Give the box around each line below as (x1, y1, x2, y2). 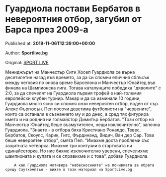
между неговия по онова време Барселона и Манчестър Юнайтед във (5, 80, 156, 86)
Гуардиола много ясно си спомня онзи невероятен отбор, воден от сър (5, 100, 158, 106)
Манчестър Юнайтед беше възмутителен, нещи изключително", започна (5, 122, 161, 128)
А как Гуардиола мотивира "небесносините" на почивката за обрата (14, 163, 155, 168)
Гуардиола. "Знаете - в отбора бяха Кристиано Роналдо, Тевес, (5, 127, 141, 133)
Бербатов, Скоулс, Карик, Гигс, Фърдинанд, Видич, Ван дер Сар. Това (5, 132, 154, 138)
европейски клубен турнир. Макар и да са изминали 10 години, (5, 95, 141, 101)
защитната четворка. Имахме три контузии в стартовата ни (5, 142, 133, 148)
